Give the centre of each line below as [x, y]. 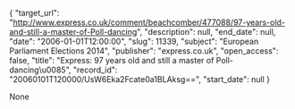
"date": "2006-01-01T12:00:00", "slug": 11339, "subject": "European [134, 41]
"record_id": [95, 70]
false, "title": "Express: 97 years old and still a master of [112, 60]
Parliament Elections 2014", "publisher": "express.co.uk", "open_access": [144, 51]
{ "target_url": [34, 13]
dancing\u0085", [40, 70]
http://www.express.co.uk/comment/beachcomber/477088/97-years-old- [149, 22]
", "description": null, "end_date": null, [206, 32]
